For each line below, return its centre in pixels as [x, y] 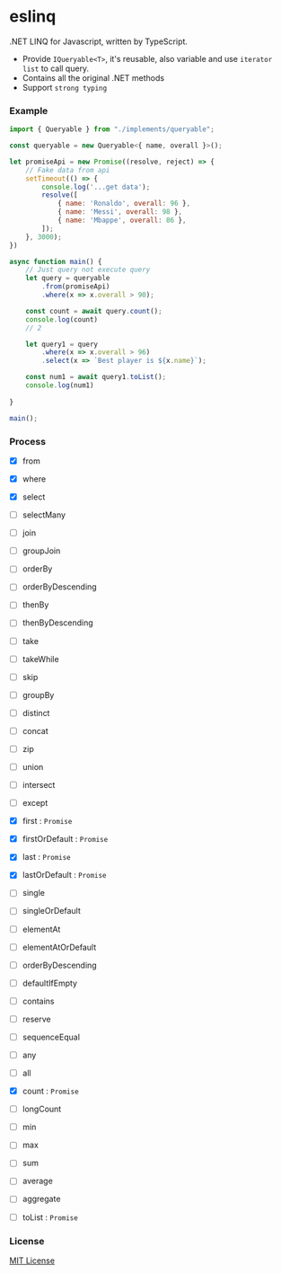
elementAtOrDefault [59, 947]
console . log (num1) [60, 385]
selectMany [44, 515]
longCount [42, 1109]
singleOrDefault [51, 911]
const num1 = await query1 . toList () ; [96, 377]
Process [28, 441]
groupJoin [41, 551]
